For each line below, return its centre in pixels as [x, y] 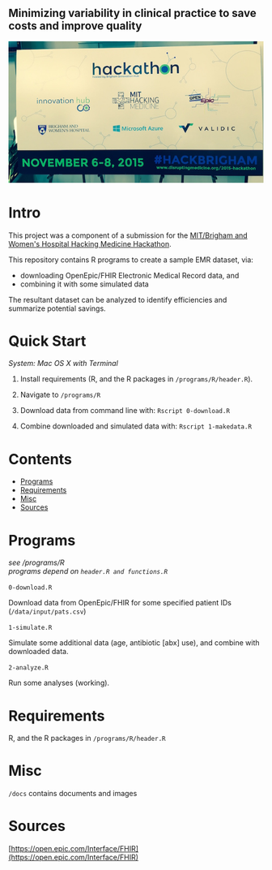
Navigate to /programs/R [60, 395]
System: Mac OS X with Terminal [64, 364]
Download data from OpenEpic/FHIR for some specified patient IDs [120, 603]
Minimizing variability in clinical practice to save [132, 13]
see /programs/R [36, 562]
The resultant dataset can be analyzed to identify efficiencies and [118, 299]
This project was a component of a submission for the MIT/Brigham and [128, 235]
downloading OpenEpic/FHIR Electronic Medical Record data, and [130, 275]
